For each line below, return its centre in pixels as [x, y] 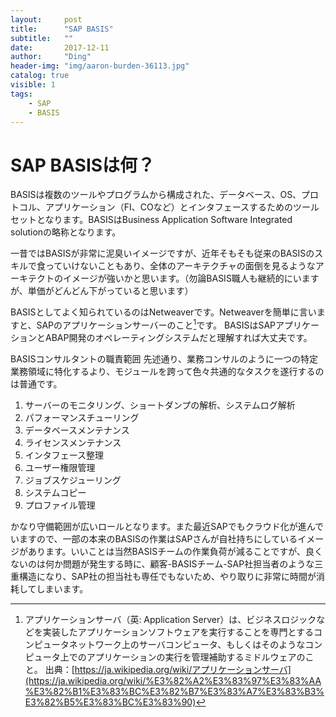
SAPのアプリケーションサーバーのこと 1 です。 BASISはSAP [156, 324]
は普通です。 [36, 383]
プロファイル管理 [60, 505]
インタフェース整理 [64, 455]
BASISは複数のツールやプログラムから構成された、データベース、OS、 [156, 195]
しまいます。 [62, 588]
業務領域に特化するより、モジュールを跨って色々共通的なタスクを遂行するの [167, 371]
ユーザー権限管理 [60, 467]
